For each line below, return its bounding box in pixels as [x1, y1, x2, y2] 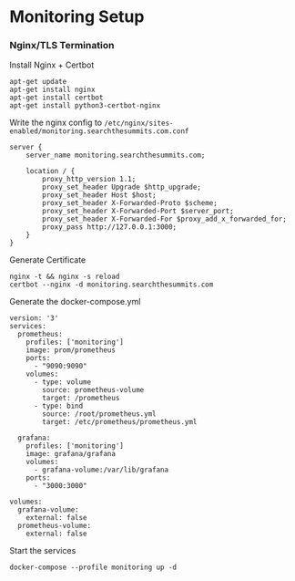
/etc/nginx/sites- [104, 119, 174, 129]
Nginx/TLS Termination [9, 39, 115, 52]
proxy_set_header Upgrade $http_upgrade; [42, 182, 202, 192]
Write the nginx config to [9, 117, 103, 129]
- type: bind [33, 401, 84, 411]
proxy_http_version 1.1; [42, 175, 137, 184]
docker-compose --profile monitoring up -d [9, 563, 178, 572]
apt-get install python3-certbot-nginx [9, 101, 161, 110]
